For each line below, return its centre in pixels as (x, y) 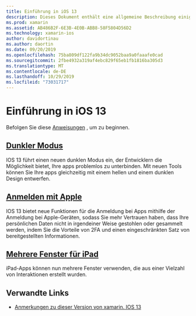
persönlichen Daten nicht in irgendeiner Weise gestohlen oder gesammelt (94, 224)
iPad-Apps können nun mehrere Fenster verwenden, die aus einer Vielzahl (95, 268)
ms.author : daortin (30, 44)
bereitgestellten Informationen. (43, 236)
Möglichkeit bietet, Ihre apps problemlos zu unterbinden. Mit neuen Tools (94, 166)
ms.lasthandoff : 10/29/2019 (40, 77)
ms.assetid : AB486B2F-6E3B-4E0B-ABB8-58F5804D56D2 (69, 28)
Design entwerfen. (28, 178)
